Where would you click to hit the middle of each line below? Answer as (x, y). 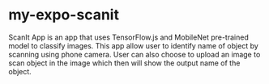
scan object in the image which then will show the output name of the (124, 63)
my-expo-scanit (64, 15)
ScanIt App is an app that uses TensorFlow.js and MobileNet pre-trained (128, 37)
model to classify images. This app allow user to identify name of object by (134, 45)
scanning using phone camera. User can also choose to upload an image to (134, 54)
